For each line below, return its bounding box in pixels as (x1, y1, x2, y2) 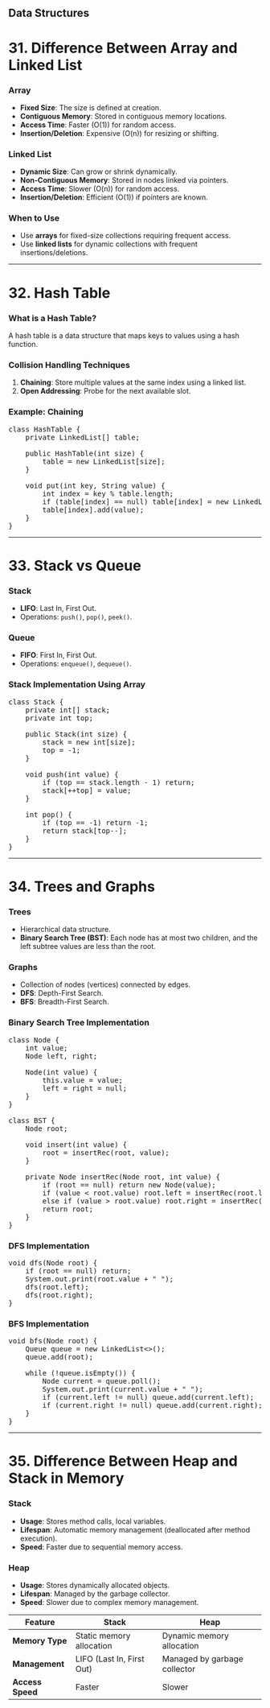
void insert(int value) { (25, 1140, 128, 1149)
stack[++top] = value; (42, 786, 132, 795)
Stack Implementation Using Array (8, 679, 146, 691)
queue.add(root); (25, 1352, 94, 1362)
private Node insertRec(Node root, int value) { (25, 1172, 221, 1182)
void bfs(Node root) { (8, 1336, 98, 1346)
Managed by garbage (162, 1653, 243, 1665)
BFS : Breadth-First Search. (19, 997, 110, 1007)
